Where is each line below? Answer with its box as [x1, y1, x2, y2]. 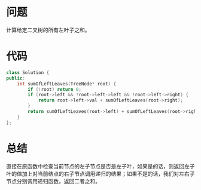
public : [6, 75, 26, 81]
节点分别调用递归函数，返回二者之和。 [6, 177, 100, 185]
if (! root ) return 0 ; [28, 86, 82, 93]
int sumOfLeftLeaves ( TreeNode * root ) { [17, 81, 117, 87]
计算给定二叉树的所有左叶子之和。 [6, 26, 90, 33]
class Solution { [6, 69, 50, 75]
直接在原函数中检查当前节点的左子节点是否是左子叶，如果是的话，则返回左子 [6, 163, 195, 170]
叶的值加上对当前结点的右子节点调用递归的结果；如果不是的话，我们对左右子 [6, 170, 195, 177]
